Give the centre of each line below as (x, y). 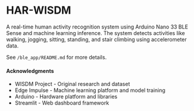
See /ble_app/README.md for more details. (57, 57)
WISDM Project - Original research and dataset (72, 84)
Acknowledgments (30, 71)
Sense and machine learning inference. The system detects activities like (96, 33)
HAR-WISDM (39, 10)
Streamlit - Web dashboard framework (62, 103)
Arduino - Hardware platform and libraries (66, 97)
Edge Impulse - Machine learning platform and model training (90, 90)
